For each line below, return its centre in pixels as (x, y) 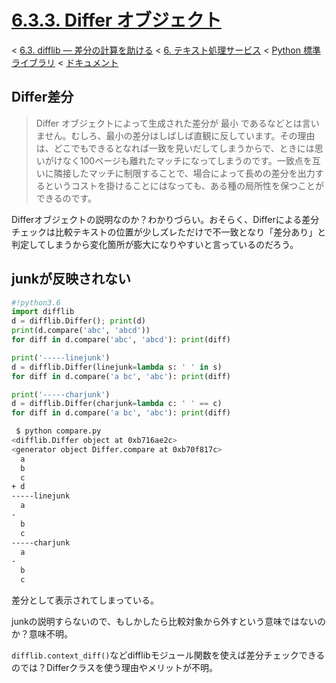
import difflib (43, 312)
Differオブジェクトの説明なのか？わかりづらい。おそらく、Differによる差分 (165, 219)
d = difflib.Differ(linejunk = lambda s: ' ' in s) (117, 367)
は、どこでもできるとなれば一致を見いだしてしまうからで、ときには (175, 148)
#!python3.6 (36, 302)
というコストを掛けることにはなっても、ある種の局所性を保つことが (184, 185)
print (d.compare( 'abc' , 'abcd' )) (81, 331)
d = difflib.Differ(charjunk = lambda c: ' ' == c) (117, 404)
